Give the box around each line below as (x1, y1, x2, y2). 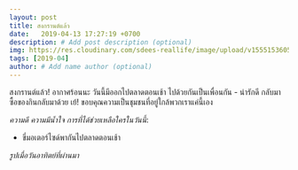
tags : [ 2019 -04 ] (9, 54, 69, 63)
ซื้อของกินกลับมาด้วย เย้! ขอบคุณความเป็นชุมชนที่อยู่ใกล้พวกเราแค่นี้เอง (9, 97, 214, 107)
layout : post (9, 12, 58, 22)
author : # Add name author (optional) (9, 63, 153, 72)
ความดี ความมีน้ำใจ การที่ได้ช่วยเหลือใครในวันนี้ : (9, 114, 149, 125)
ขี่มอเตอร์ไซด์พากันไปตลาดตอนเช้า (21, 132, 122, 143)
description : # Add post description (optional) (9, 37, 192, 47)
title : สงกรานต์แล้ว (9, 21, 70, 30)
